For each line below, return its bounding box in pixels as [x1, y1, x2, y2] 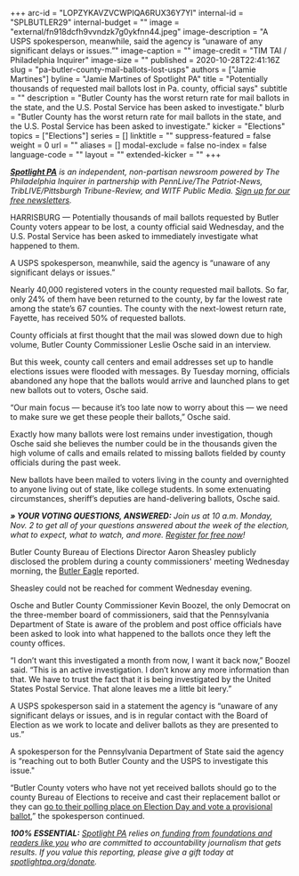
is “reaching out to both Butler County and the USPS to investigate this [10, 756, 269, 766]
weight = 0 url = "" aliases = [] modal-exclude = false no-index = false [10, 140, 268, 150]
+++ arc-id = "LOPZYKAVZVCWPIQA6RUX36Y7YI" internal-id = [10, 8, 244, 18]
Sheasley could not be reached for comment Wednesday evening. [10, 583, 253, 593]
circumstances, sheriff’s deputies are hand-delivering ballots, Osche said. [10, 494, 280, 503]
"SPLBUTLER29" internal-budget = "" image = [10, 17, 181, 28]
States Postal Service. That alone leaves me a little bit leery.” [10, 684, 232, 694]
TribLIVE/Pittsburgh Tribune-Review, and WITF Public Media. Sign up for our [10, 186, 291, 196]
